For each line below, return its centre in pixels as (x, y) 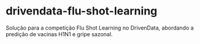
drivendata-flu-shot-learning (82, 11)
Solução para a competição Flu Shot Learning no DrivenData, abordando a (100, 28)
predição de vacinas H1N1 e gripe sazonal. (59, 34)
